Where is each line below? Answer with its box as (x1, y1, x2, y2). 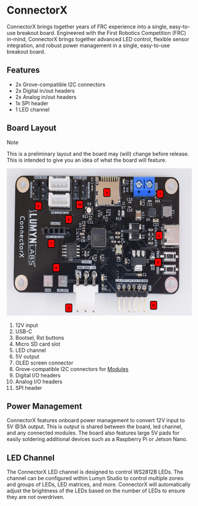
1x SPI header (15, 100, 49, 107)
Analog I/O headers (15, 378, 63, 385)
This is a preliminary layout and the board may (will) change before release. (6, 150, 190, 157)
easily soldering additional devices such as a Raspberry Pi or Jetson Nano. (6, 436, 187, 443)
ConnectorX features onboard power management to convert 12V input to (6, 417, 185, 424)
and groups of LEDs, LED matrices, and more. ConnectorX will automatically (6, 481, 191, 488)
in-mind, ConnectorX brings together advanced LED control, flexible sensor (6, 35, 190, 42)
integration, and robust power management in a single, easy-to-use (6, 42, 170, 49)
